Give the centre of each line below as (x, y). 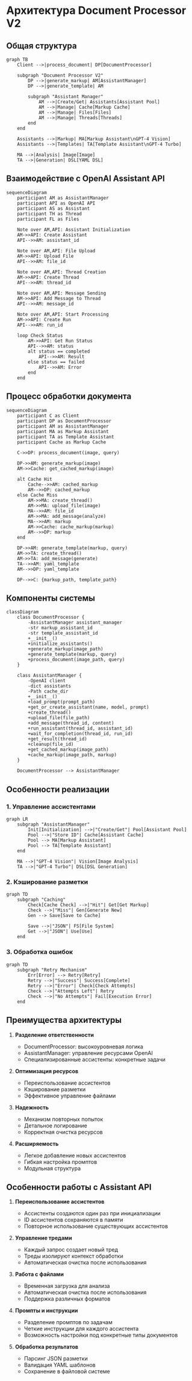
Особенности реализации (58, 789)
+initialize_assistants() (60, 644)
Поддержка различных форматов (67, 1299)
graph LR (17, 819)
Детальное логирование (55, 1125)
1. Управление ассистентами (51, 806)
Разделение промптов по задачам (68, 1322)
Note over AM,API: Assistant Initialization (74, 230)
